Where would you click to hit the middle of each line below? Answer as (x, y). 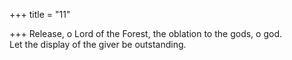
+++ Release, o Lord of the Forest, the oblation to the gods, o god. (145, 33)
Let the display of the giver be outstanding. (98, 44)
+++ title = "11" (40, 14)
